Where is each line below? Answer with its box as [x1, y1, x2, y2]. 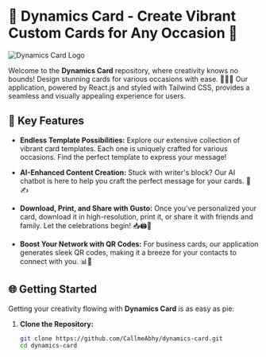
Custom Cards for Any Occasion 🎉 [8, 24, 238, 42]
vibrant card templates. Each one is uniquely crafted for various [19, 143, 228, 153]
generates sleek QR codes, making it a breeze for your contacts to [19, 247, 237, 257]
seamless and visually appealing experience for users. [8, 91, 187, 100]
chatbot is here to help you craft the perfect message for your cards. [19, 176, 245, 185]
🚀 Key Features [8, 114, 85, 128]
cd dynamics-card [19, 342, 78, 350]
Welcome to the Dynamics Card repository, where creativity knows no [8, 65, 239, 75]
